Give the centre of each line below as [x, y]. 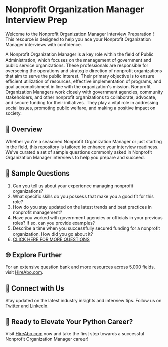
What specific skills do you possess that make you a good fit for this [83, 196]
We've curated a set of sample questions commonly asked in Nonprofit [79, 152]
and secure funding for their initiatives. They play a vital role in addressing [82, 102]
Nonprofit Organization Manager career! [47, 339]
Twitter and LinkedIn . [27, 306]
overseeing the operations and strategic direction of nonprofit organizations [84, 70]
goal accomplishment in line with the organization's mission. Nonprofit [78, 86]
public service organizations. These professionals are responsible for [77, 65]
